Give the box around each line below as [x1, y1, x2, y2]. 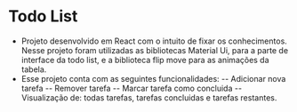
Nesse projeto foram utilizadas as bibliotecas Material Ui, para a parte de [20, 44, 289, 55]
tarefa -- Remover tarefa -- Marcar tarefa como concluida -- [20, 83, 242, 93]
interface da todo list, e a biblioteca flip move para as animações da [20, 54, 269, 65]
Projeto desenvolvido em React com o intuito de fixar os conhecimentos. [20, 36, 288, 46]
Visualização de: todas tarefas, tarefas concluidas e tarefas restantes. [20, 92, 277, 103]
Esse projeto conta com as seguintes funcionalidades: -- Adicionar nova [20, 73, 286, 84]
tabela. [20, 64, 47, 75]
